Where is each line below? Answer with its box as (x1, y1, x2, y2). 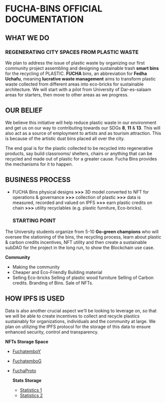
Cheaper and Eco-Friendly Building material (12, 269, 102, 275)
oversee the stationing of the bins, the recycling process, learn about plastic (5, 233, 162, 240)
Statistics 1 (19, 387, 42, 393)
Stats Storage (12, 377, 42, 383)
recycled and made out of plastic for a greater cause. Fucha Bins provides (5, 155, 157, 161)
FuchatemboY (12, 348, 41, 354)
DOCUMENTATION (5, 13, 84, 25)
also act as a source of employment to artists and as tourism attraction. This (5, 130, 162, 136)
